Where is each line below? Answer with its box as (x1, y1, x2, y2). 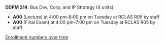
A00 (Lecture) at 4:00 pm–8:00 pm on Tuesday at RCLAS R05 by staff (12, 14, 160, 19)
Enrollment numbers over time (5, 34, 69, 40)
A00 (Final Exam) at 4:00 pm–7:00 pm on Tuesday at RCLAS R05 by (12, 19, 156, 25)
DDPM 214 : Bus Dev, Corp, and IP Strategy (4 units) (5, 4, 114, 10)
